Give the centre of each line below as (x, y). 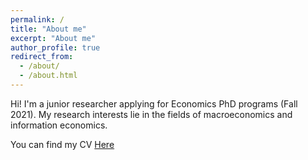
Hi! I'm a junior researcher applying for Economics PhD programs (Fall (154, 103)
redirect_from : (42, 57)
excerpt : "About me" (53, 38)
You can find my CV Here (62, 144)
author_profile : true (55, 47)
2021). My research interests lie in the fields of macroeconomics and (151, 114)
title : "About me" (48, 29)
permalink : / (37, 19)
